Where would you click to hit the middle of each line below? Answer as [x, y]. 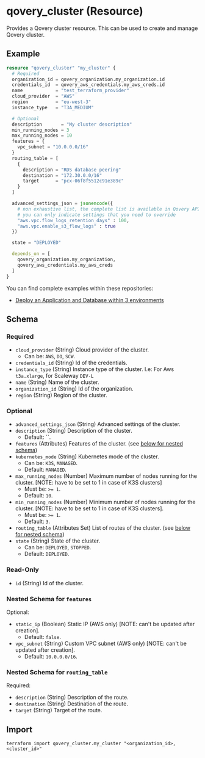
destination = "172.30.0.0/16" [62, 175]
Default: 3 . [37, 522]
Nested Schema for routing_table [57, 672]
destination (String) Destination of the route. [72, 704]
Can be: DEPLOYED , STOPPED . [58, 547]
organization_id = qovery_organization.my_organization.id [88, 79]
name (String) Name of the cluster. [57, 382]
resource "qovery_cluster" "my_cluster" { [61, 68]
